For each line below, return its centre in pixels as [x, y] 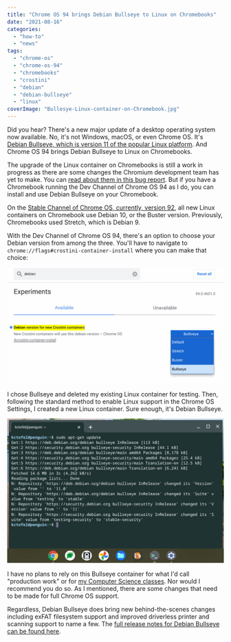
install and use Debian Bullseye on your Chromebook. [83, 194]
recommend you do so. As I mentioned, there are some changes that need [112, 589]
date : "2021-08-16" [35, 22]
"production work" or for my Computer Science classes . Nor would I [104, 581]
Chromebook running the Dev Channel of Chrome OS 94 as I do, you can [111, 187]
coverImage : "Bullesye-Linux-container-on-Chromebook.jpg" [93, 109]
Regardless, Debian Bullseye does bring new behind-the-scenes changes [111, 610]
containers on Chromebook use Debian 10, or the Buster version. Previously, [115, 215]
